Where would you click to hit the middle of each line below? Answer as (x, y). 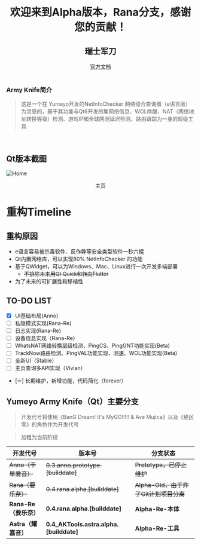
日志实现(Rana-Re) (38, 331)
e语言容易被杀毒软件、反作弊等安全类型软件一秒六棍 (79, 252)
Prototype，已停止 (161, 465)
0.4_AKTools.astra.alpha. (82, 525)
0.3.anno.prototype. (74, 466)
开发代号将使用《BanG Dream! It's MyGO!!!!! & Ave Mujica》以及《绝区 (107, 417)
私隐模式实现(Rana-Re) (43, 323)
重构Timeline (39, 212)
